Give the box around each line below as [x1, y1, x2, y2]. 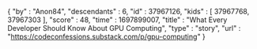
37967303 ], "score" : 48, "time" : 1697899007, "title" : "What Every [7, 15, 228, 24]
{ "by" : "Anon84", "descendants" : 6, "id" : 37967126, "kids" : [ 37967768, [7, 7, 250, 16]
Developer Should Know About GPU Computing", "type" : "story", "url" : [7, 24, 241, 32]
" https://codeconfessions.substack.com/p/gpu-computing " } [7, 32, 206, 41]
